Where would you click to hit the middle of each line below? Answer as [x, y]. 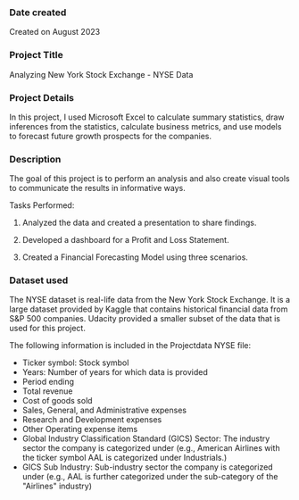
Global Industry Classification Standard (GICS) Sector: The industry [146, 438]
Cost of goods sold [57, 401]
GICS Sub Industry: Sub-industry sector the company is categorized [148, 467]
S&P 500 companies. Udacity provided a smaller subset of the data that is [145, 319]
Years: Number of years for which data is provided [115, 372]
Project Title [37, 55]
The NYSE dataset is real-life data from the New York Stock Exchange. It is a [150, 300]
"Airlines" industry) [57, 486]
